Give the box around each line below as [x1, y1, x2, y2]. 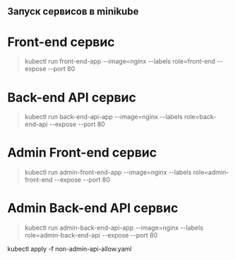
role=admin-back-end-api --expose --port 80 [24, 231, 158, 240]
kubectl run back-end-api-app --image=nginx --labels [24, 113, 183, 121]
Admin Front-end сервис [7, 144, 157, 161]
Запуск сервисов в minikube [7, 6, 139, 18]
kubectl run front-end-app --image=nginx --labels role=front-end [24, 57, 216, 66]
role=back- [183, 113, 217, 121]
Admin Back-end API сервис [7, 200, 179, 216]
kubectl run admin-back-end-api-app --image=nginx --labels [24, 223, 203, 232]
